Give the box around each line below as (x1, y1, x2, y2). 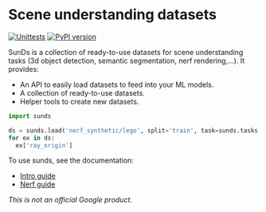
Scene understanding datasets (8, 6, 217, 24)
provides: (8, 64, 40, 73)
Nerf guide (19, 179, 56, 189)
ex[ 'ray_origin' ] (15, 141, 73, 149)
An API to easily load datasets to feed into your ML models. (19, 80, 214, 89)
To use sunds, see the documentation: (8, 155, 134, 165)
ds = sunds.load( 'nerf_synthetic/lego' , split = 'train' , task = (8, 126, 219, 135)
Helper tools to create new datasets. (19, 96, 139, 106)
